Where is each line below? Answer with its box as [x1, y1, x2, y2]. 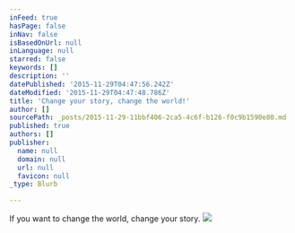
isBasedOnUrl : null [9, 38, 82, 47]
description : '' [9, 72, 70, 81]
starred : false [9, 55, 66, 64]
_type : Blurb [9, 180, 58, 189]
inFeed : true [9, 13, 58, 22]
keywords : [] [9, 64, 58, 73]
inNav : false [9, 30, 58, 39]
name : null [17, 146, 58, 155]
